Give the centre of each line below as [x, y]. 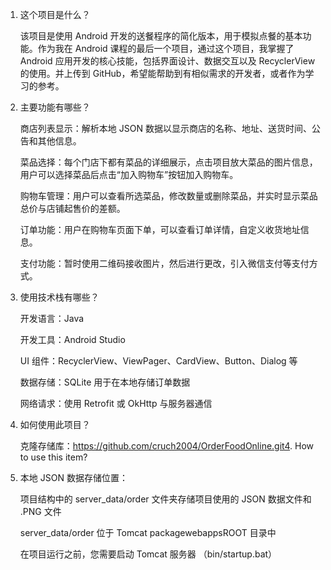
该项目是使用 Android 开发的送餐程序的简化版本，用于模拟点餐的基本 [161, 36]
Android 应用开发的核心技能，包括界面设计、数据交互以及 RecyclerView [167, 61]
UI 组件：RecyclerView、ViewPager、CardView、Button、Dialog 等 [158, 361]
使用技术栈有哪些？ [59, 297]
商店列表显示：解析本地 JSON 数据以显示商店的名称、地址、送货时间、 [165, 128]
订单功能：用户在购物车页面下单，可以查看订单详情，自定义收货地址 [160, 229]
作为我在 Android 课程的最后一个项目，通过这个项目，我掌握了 [166, 48]
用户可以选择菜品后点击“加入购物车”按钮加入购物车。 [129, 174]
